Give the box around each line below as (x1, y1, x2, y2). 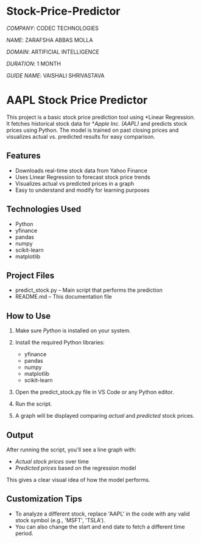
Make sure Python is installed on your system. (15, 327, 131, 334)
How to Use (6, 310, 51, 321)
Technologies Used (6, 204, 81, 214)
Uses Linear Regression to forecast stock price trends (15, 173, 150, 181)
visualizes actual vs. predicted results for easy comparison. (6, 133, 155, 140)
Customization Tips (6, 494, 82, 505)
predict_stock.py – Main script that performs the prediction (15, 286, 163, 294)
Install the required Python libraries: (15, 339, 105, 346)
